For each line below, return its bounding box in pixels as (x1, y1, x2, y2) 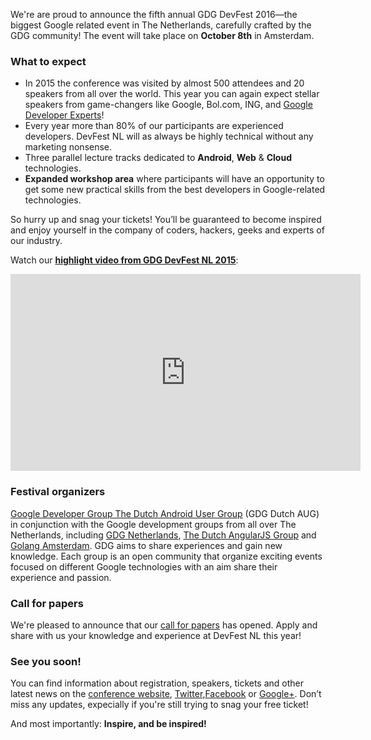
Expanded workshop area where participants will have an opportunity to (24, 173, 325, 185)
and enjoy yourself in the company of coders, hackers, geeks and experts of (10, 224, 325, 236)
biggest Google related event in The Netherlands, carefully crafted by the (10, 19, 312, 31)
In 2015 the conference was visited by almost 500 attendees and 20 (24, 77, 305, 89)
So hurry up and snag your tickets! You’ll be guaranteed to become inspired (10, 214, 322, 226)
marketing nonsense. (24, 141, 113, 153)
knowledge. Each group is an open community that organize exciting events (10, 550, 323, 562)
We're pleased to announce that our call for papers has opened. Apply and (10, 619, 318, 631)
